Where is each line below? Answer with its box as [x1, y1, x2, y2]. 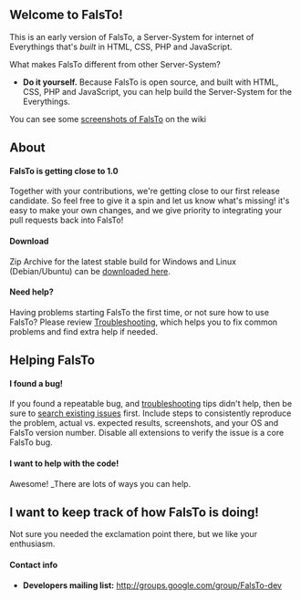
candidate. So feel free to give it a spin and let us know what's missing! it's [9, 195, 290, 206]
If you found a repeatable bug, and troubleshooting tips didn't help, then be [9, 398, 293, 409]
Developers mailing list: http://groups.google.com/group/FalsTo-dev [22, 579, 283, 591]
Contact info [9, 560, 58, 571]
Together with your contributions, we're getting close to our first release [9, 186, 280, 197]
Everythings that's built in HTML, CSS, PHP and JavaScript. [9, 41, 233, 52]
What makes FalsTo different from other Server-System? [9, 58, 222, 69]
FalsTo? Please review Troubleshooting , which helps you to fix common [9, 316, 278, 327]
